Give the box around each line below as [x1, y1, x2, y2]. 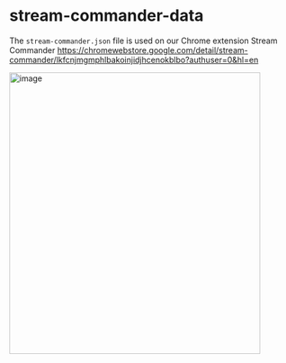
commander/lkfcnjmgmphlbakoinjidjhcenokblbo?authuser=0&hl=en [9, 54, 259, 65]
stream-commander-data [9, 5, 204, 26]
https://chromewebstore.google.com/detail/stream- [57, 44, 249, 55]
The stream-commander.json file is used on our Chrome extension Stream [9, 35, 278, 46]
